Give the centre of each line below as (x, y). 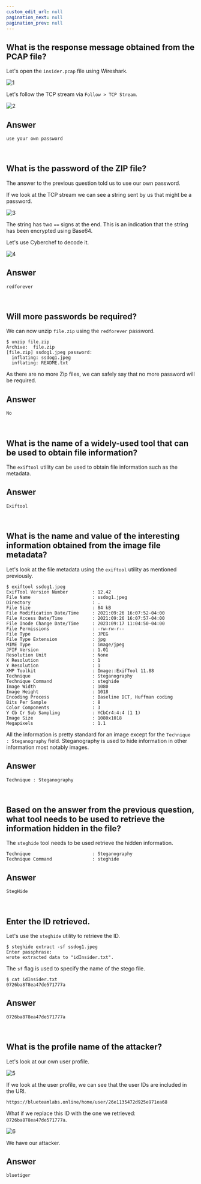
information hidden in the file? (64, 828)
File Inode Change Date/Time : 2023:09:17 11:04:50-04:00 (85, 624)
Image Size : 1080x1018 (64, 718)
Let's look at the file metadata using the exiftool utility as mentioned (91, 569)
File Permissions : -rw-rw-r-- (65, 629)
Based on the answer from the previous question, (100, 810)
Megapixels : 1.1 (56, 723)
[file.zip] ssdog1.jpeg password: (49, 353)
